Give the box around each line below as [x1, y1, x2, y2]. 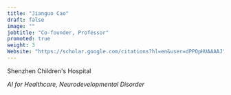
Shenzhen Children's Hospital [7, 66, 91, 75]
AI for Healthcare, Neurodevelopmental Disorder [7, 80, 144, 88]
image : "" [7, 23, 36, 29]
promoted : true [7, 36, 51, 42]
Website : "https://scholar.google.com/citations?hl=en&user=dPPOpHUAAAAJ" [7, 49, 226, 55]
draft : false [7, 16, 45, 23]
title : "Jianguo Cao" [7, 10, 69, 17]
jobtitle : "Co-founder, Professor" [7, 29, 109, 36]
